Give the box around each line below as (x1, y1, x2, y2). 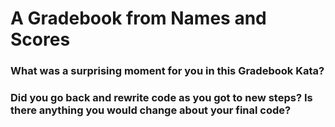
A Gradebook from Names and (10, 7, 267, 30)
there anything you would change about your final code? (10, 103, 292, 117)
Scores (10, 28, 71, 51)
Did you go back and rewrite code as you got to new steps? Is (10, 91, 313, 105)
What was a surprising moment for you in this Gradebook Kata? (10, 64, 325, 78)
